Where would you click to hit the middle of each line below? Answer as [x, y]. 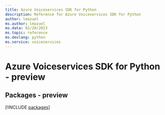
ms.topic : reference [27, 33]
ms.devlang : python [25, 38]
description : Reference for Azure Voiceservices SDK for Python [73, 14]
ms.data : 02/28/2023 [27, 28]
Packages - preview [37, 95]
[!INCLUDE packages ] [28, 107]
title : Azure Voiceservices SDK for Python [51, 10]
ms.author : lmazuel [25, 24]
